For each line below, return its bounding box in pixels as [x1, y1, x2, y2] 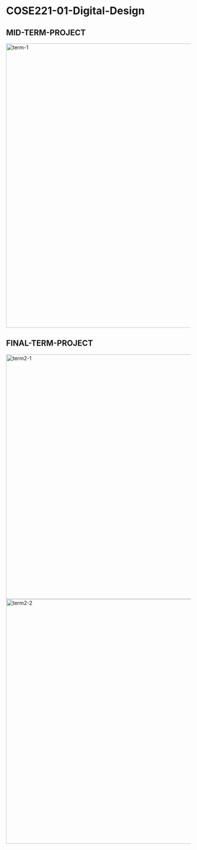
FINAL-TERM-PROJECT [6, 338, 93, 348]
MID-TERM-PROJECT [6, 28, 86, 38]
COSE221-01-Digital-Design [6, 4, 145, 18]
